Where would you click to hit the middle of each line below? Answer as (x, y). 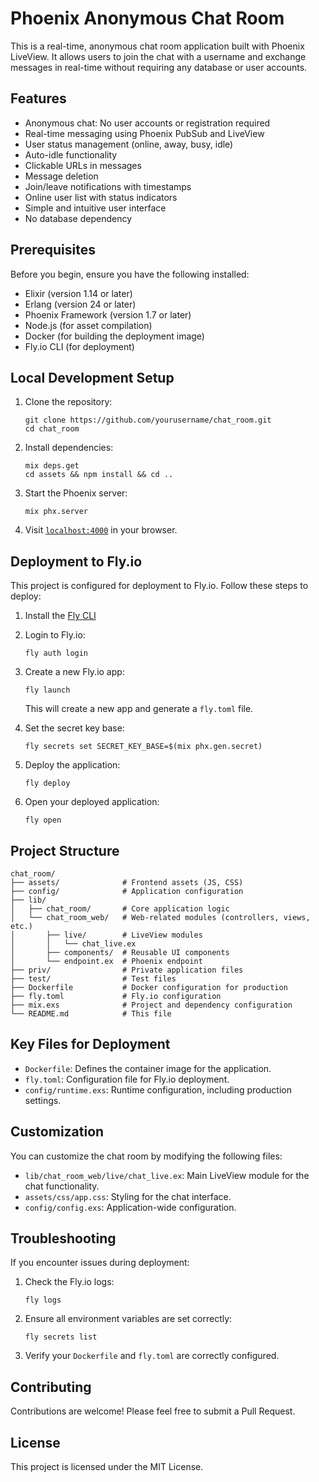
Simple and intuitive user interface (95, 208)
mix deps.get (52, 466)
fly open (43, 820)
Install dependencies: (69, 448)
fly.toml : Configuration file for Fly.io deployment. (127, 1079)
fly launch (47, 690)
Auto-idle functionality (71, 154)
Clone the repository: (68, 402)
